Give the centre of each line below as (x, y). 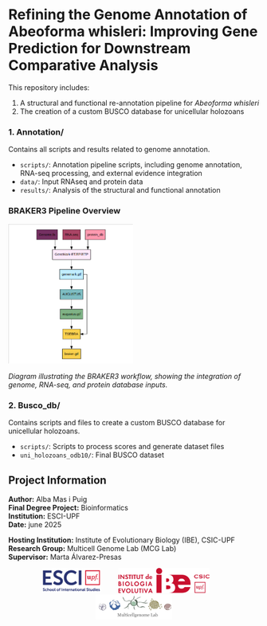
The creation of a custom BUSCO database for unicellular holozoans (132, 111)
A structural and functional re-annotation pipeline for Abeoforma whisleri (139, 103)
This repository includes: (49, 87)
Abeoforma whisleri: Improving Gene (133, 31)
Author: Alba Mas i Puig (48, 499)
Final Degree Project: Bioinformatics (69, 508)
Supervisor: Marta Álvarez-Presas (65, 557)
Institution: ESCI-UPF (44, 516)
